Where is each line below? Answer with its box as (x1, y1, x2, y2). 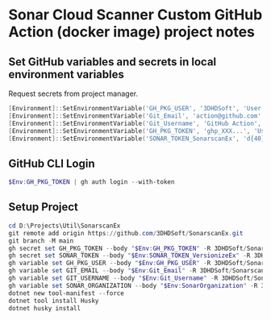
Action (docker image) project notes (8, 23, 256, 41)
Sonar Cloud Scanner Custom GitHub (8, 6, 263, 24)
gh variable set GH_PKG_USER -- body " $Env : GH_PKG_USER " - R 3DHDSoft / (8, 260, 248, 268)
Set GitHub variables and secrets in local (8, 55, 217, 69)
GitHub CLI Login (8, 156, 95, 170)
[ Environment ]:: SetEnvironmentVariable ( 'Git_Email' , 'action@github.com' (8, 111, 262, 120)
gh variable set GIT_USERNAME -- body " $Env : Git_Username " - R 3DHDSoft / (8, 274, 254, 282)
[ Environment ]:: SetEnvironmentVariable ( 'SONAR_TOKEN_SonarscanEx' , (8, 135, 240, 143)
